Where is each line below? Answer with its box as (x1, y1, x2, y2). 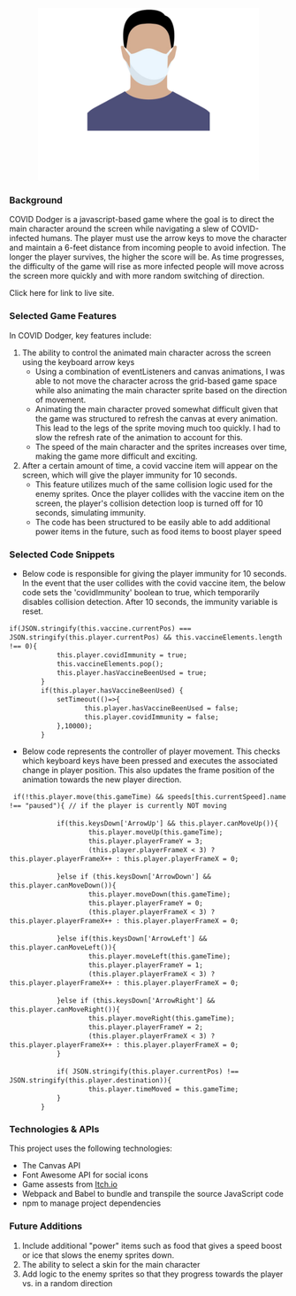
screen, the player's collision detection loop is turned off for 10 (34, 498, 263, 508)
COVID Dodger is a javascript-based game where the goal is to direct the (9, 214, 275, 225)
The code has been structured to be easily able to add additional (34, 516, 271, 527)
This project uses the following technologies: (9, 1143, 172, 1154)
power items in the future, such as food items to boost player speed (34, 526, 282, 537)
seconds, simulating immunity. (34, 507, 147, 517)
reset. (21, 606, 44, 617)
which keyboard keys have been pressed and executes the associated (21, 756, 278, 765)
